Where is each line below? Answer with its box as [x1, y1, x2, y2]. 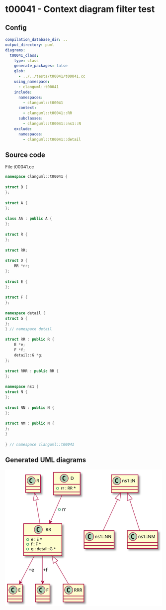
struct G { [5, 316, 28, 321]
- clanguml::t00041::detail [23, 137, 81, 142]
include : [14, 90, 32, 95]
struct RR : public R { [5, 337, 55, 342]
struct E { [5, 279, 28, 284]
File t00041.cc [5, 164, 34, 170]
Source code [5, 150, 46, 159]
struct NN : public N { [5, 405, 55, 410]
